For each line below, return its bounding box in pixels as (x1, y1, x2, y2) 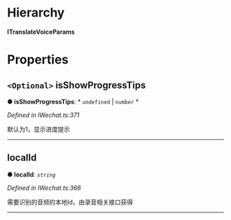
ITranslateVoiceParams (7, 28, 75, 36)
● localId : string (7, 170, 56, 179)
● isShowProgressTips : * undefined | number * (7, 97, 139, 106)
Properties (7, 52, 69, 68)
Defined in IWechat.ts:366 (7, 183, 81, 192)
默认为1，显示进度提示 (7, 125, 70, 133)
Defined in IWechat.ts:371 (7, 110, 80, 119)
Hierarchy (7, 5, 65, 21)
